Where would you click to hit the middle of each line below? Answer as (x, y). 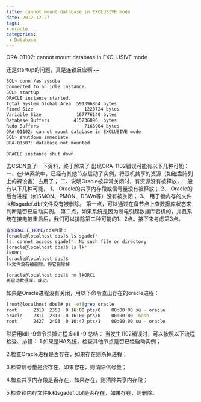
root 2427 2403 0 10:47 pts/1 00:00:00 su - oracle (86, 321)
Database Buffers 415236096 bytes (62, 121)
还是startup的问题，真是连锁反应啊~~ (53, 70)
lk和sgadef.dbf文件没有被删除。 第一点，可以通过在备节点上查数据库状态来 (99, 204)
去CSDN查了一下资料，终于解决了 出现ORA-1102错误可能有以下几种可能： (98, 166)
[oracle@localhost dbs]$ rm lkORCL (51, 275)
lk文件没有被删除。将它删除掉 (38, 264)
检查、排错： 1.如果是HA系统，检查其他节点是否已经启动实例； (84, 341)
